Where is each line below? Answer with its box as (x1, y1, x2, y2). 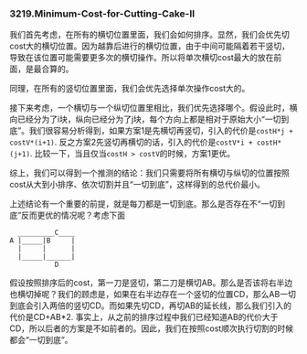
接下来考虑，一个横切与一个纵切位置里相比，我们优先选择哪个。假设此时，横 (9, 102, 298, 113)
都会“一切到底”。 (9, 335, 73, 346)
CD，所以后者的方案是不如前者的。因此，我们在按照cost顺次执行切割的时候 (9, 323, 294, 334)
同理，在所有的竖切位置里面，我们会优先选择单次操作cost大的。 (9, 83, 250, 94)
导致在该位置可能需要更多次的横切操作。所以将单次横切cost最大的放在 (9, 52, 274, 63)
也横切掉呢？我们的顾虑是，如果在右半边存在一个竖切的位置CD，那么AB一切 (9, 289, 297, 300)
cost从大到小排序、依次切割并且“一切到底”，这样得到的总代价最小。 (9, 179, 265, 190)
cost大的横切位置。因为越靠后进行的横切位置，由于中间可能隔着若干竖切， (9, 40, 291, 52)
